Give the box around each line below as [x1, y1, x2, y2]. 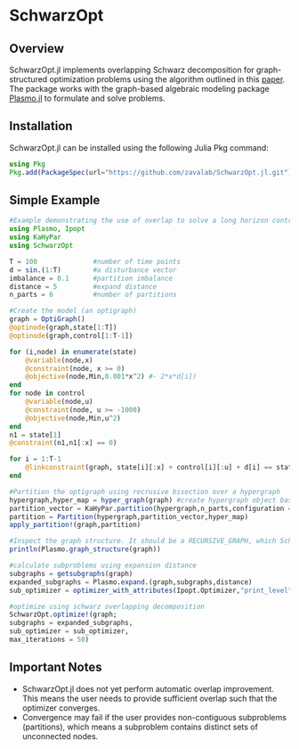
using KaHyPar [9, 233, 62, 242]
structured [9, 74, 48, 85]
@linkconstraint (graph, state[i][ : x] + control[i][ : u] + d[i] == [25, 463, 273, 473]
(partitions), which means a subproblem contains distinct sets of [21, 721, 258, 732]
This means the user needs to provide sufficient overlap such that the [21, 693, 278, 704]
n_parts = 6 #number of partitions [9, 291, 177, 300]
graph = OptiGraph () [9, 315, 86, 324]
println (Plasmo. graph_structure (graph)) [9, 545, 162, 554]
